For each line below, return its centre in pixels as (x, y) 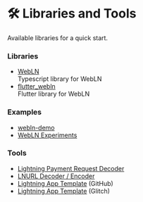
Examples (25, 112)
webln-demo (36, 127)
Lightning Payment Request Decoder (71, 168)
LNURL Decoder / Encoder (56, 176)
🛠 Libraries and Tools (72, 14)
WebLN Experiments (47, 135)
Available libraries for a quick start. (57, 38)
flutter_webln (37, 87)
